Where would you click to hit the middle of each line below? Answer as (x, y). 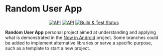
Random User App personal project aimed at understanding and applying (81, 32)
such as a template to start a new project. (48, 48)
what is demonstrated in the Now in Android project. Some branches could (82, 37)
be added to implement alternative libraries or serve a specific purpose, (79, 42)
